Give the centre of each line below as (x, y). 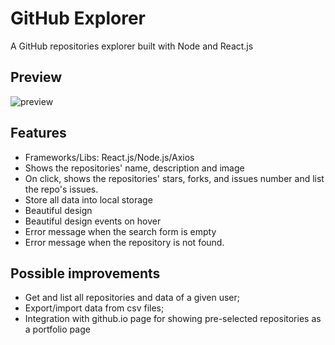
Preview (36, 77)
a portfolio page (57, 329)
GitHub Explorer (78, 18)
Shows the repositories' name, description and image (134, 168)
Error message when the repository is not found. (124, 242)
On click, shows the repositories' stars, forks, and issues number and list (174, 178)
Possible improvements (85, 273)
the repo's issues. (61, 189)
